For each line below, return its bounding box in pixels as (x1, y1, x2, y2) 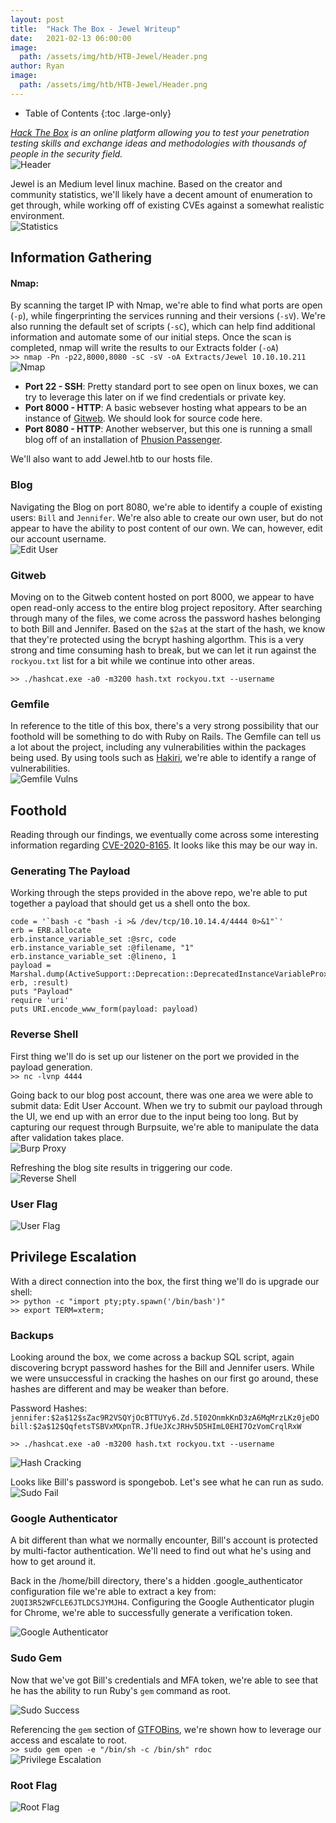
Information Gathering (10, 249, 153, 266)
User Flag (10, 1197, 58, 1211)
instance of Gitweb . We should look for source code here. (24, 412, 263, 425)
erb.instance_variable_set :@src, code (10, 934, 177, 945)
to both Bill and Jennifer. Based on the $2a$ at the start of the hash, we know (10, 622, 326, 635)
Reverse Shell (10, 1027, 79, 1041)
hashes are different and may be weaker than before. (10, 1383, 230, 1395)
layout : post (10, 14, 65, 25)
